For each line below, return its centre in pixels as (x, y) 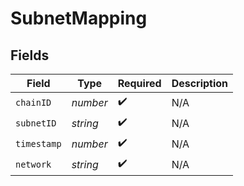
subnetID (36, 123)
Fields (30, 55)
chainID (33, 102)
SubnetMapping (79, 18)
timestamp (38, 143)
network (33, 164)
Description (200, 83)
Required (139, 83)
